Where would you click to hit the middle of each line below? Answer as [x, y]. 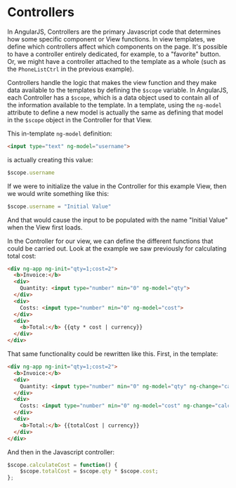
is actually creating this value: [50, 159]
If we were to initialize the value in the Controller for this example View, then [117, 186]
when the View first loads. [45, 227]
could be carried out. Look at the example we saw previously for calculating [117, 248]
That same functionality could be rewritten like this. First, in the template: [113, 354]
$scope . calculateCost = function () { [63, 465]
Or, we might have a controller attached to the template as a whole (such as [117, 61]
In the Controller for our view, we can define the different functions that [110, 241]
